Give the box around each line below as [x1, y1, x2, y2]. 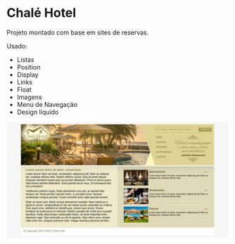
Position [16, 63, 41, 71]
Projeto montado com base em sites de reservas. [6, 28, 149, 37]
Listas [16, 55, 34, 64]
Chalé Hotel [6, 5, 77, 21]
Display [16, 70, 39, 79]
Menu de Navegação [16, 100, 78, 108]
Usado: [6, 41, 27, 50]
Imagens [16, 93, 43, 101]
